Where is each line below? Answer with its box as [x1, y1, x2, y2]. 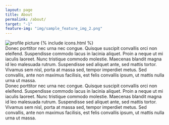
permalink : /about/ [5, 17, 46, 22]
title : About [5, 12, 33, 17]
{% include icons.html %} [40, 40, 94, 46]
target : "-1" [5, 21, 33, 27]
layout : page [5, 7, 33, 13]
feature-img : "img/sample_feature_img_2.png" [5, 26, 102, 31]
